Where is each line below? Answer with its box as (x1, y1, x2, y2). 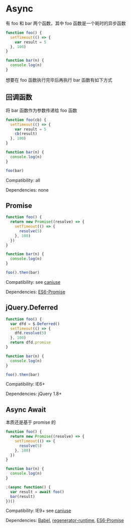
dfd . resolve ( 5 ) (15, 330, 47, 336)
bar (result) (10, 494, 36, 499)
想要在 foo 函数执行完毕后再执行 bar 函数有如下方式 (6, 77, 112, 83)
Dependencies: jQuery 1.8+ (6, 391, 62, 397)
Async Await (6, 405, 46, 414)
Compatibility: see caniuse (6, 279, 61, 285)
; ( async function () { (6, 484, 51, 489)
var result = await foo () (10, 489, 65, 494)
